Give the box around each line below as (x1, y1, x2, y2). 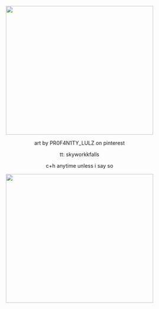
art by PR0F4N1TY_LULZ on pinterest (34, 139, 125, 147)
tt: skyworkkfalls (59, 151, 100, 158)
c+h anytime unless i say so (45, 162, 114, 169)
